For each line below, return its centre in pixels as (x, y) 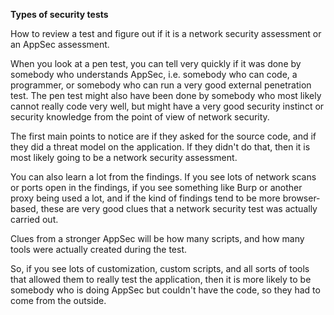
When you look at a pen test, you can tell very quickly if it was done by (156, 63)
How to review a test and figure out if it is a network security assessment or (166, 33)
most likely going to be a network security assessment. (124, 157)
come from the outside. (58, 300)
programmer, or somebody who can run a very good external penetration (161, 85)
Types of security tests (59, 14)
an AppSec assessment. (60, 44)
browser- (301, 198)
